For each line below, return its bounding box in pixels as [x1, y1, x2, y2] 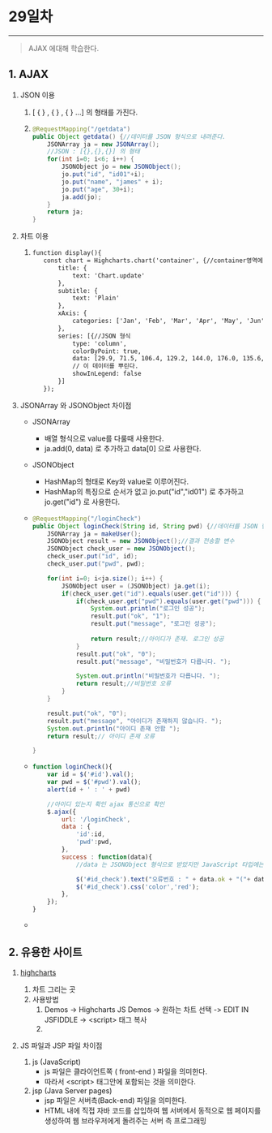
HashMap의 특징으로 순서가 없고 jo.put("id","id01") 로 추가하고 [44, 486, 244, 496]
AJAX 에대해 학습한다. [28, 43, 100, 53]
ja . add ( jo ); [61, 192, 102, 201]
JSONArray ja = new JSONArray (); [47, 140, 160, 149]
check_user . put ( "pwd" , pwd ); [47, 560, 146, 568]
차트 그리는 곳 [32, 984, 76, 994]
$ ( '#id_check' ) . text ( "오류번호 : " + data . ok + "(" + [75, 875, 251, 883]
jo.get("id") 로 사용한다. [44, 497, 121, 506]
